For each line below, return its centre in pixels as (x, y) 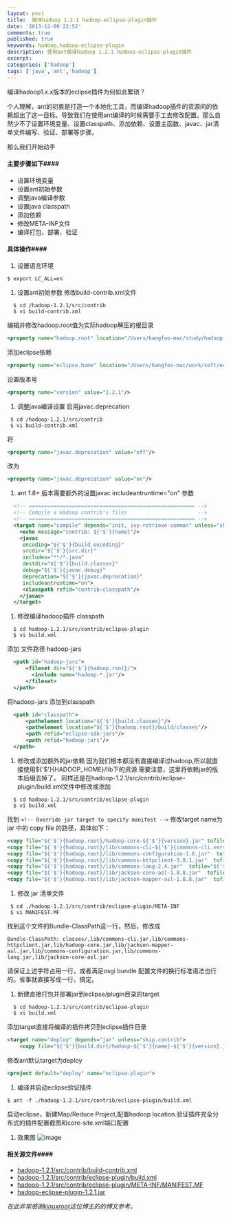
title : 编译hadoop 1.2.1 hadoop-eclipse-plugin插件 (82, 20)
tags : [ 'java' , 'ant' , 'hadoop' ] (52, 71)
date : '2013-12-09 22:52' (44, 26)
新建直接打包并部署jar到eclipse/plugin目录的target (88, 994)
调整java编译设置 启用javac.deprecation (73, 406)
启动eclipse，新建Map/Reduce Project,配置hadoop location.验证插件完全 (110, 1114)
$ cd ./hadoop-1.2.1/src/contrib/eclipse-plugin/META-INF (95, 906)
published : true (30, 39)
